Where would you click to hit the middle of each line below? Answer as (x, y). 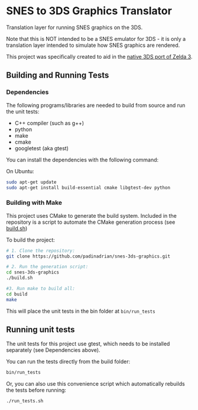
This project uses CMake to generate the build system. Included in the (92, 215)
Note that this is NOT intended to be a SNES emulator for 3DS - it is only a (96, 39)
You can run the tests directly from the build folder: (68, 362)
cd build (17, 294)
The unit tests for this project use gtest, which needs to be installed (88, 344)
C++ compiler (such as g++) (49, 123)
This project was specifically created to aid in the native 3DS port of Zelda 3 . (99, 56)
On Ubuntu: (20, 171)
